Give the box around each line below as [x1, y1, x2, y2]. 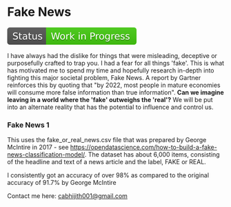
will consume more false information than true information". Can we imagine [7, 88, 224, 97]
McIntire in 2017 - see [7, 143, 69, 152]
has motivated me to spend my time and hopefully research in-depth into [7, 66, 214, 75]
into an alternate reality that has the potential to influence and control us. [7, 103, 214, 111]
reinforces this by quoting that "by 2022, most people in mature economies [7, 81, 221, 89]
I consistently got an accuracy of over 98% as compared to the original [7, 171, 209, 179]
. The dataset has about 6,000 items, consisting [84, 150, 220, 159]
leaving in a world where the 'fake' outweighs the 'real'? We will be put [7, 95, 213, 103]
